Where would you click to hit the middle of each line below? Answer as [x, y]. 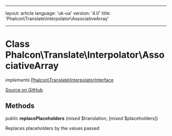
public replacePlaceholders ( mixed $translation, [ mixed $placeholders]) [82, 118]
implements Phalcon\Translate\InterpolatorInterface [60, 80]
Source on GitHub [24, 89]
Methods [20, 106]
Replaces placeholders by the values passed [52, 128]
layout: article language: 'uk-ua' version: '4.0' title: [58, 13]
